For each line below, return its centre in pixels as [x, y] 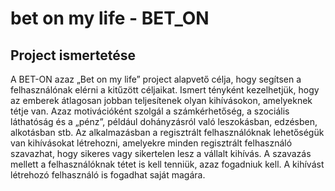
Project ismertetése [73, 55]
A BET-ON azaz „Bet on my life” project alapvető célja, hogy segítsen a [156, 79]
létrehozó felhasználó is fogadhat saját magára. [108, 175]
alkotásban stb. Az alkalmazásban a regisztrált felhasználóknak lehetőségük [167, 132]
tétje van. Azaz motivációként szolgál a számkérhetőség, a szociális [150, 111]
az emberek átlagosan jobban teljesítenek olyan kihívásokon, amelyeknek [161, 100]
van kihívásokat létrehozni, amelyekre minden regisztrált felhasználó [151, 143]
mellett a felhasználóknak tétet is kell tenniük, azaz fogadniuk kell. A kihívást [167, 164]
